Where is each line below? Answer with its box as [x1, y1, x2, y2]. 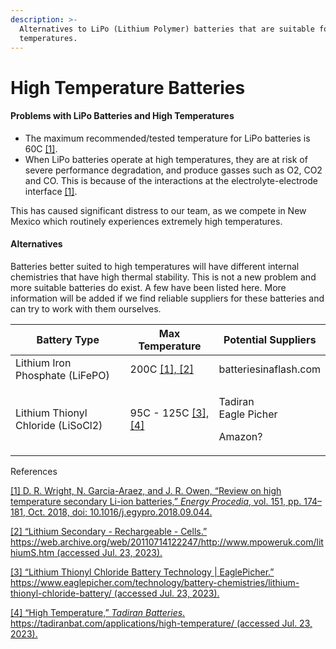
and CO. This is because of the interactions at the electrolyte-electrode [24, 174, 318, 186]
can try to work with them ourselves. [10, 302, 162, 315]
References [10, 465, 58, 477]
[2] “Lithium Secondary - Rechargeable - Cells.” [10, 525, 208, 537]
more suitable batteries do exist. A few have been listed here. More [10, 281, 287, 293]
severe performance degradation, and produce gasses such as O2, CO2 [24, 164, 323, 176]
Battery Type [36, 332, 100, 346]
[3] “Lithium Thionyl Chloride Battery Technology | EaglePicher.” [10, 566, 275, 578]
